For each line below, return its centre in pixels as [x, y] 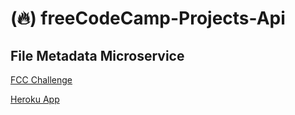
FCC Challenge [41, 80]
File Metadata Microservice [97, 55]
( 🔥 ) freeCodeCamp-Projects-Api [148, 18]
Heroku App [35, 99]
